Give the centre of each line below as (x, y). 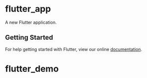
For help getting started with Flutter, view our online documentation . (73, 49)
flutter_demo (32, 69)
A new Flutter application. (31, 22)
